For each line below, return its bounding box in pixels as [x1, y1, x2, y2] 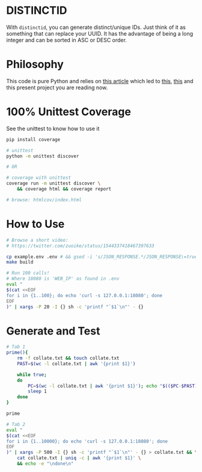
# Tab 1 [6, 344, 26, 350]
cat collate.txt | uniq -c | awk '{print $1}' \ [17, 455, 141, 461]
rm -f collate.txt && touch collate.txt [17, 355, 120, 362]
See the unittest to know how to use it [6, 125, 100, 132]
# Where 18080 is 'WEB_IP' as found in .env [6, 275, 120, 282]
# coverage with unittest [6, 175, 71, 181]
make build [6, 259, 34, 265]
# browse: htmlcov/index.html [6, 197, 82, 203]
